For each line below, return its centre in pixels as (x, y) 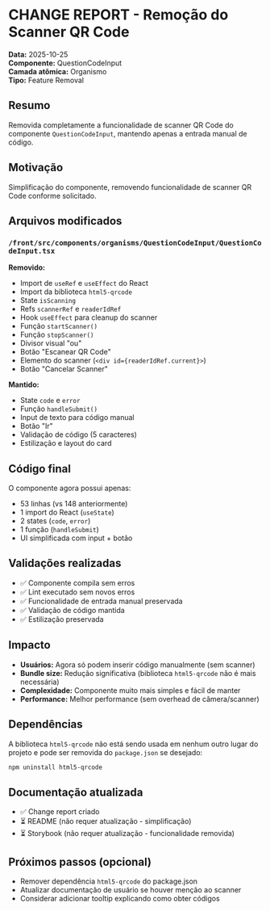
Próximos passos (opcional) (80, 862)
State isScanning (48, 300)
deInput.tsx (32, 251)
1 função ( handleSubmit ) (59, 530)
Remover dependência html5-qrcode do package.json (109, 881)
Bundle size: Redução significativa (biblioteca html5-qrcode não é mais (138, 673)
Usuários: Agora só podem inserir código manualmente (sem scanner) (137, 665)
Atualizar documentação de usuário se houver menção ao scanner (131, 890)
